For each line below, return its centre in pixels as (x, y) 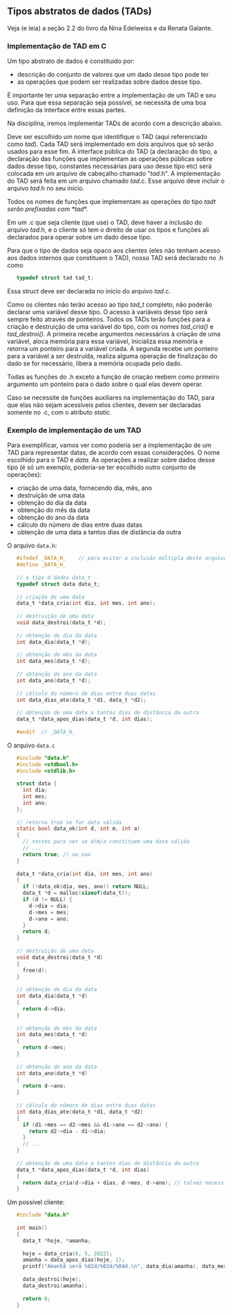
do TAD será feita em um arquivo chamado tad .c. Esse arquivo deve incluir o (116, 181)
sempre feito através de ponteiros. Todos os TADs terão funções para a (109, 319)
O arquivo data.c (31, 745)
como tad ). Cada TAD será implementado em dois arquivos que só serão (110, 144)
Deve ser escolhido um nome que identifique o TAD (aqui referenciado (107, 137)
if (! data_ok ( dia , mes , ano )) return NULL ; (86, 887)
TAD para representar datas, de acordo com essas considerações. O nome (114, 453)
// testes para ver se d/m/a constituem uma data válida (106, 842)
